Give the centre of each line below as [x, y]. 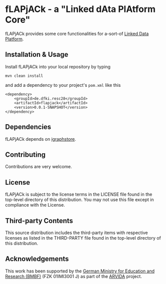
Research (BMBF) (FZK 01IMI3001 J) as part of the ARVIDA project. [74, 276]
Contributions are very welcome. [39, 167]
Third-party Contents [39, 221]
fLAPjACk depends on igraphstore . [41, 139]
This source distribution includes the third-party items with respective [77, 233]
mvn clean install [24, 76]
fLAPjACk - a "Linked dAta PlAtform [80, 9]
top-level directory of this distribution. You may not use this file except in [80, 200]
